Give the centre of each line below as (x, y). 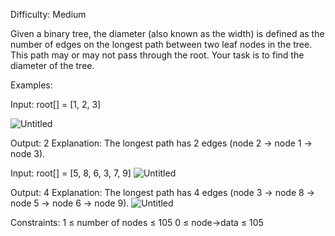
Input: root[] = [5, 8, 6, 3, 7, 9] (71, 173)
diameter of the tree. (52, 65)
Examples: (31, 85)
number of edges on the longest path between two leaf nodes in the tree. (161, 44)
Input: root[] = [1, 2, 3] (56, 104)
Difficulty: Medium (48, 14)
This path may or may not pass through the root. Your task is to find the (157, 55)
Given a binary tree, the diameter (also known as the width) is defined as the (167, 33)
